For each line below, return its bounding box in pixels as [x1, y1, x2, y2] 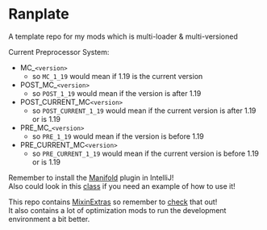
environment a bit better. [8, 214, 90, 224]
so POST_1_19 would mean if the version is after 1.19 [31, 88, 202, 98]
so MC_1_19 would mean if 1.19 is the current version [31, 71, 203, 81]
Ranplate [8, 5, 70, 23]
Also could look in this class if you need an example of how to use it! [8, 181, 236, 190]
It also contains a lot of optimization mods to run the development [8, 205, 227, 215]
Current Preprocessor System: [8, 47, 110, 56]
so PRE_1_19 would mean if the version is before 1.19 [31, 131, 204, 141]
